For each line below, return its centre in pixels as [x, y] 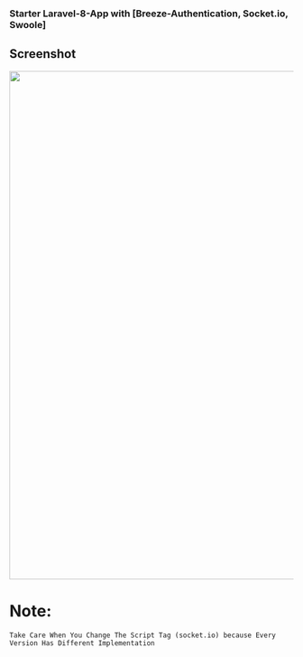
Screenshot [43, 54]
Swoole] [28, 24]
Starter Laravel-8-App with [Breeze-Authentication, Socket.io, [149, 14]
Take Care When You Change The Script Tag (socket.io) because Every [143, 635]
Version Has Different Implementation [82, 643]
